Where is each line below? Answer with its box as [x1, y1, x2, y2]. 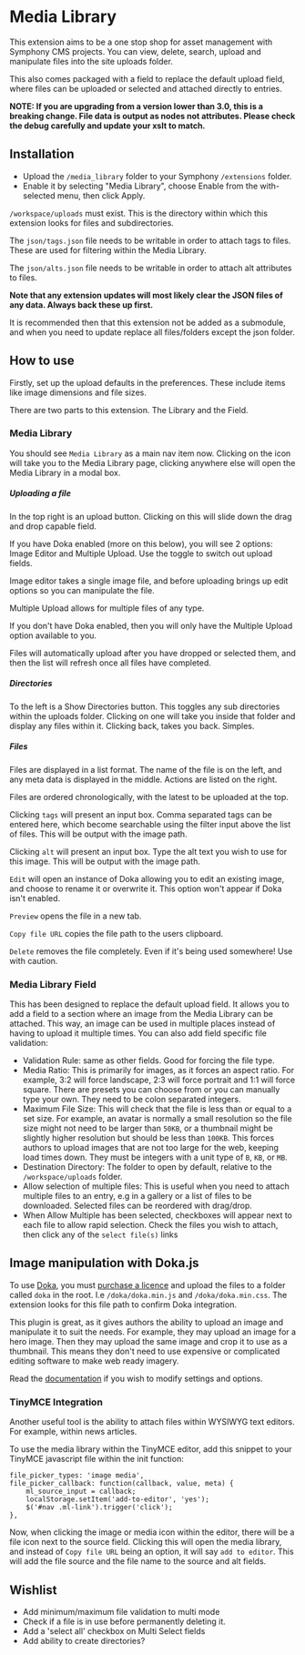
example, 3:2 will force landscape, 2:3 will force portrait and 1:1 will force [22, 1074, 296, 1085]
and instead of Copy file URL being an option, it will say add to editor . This [9, 1546, 294, 1558]
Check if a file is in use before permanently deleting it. [22, 1616, 226, 1627]
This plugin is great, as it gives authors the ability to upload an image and [9, 1316, 284, 1327]
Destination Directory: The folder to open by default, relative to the [22, 1162, 273, 1173]
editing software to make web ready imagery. [9, 1355, 179, 1366]
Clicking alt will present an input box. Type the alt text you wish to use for [9, 846, 288, 857]
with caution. [9, 955, 58, 966]
